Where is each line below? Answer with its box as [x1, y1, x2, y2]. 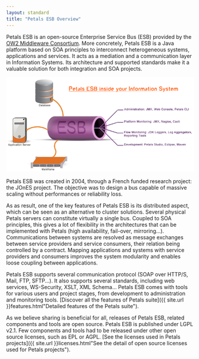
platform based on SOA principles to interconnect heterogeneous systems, [6, 45, 189, 53]
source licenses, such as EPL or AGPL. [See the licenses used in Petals [6, 333, 181, 340]
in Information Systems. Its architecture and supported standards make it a [6, 59, 189, 66]
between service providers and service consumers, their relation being [6, 240, 181, 247]
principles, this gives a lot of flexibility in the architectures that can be [6, 221, 177, 228]
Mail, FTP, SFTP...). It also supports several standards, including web [6, 277, 175, 284]
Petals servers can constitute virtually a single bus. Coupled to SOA [6, 214, 172, 221]
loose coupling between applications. [6, 259, 98, 266]
